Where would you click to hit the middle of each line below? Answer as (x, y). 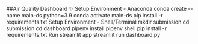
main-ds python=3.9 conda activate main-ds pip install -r (92, 15)
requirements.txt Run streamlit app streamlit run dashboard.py (83, 35)
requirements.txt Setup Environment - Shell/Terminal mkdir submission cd (98, 22)
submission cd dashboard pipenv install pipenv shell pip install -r (87, 28)
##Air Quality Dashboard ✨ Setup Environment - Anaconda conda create (97, 9)
